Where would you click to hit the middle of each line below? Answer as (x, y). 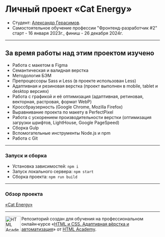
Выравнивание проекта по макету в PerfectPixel (63, 112)
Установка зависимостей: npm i (45, 166)
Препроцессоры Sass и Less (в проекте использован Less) (74, 81)
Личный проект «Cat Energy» (69, 9)
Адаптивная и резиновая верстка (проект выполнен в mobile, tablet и (85, 86)
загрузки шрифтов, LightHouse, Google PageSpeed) (66, 122)
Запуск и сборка (26, 155)
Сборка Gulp (26, 128)
